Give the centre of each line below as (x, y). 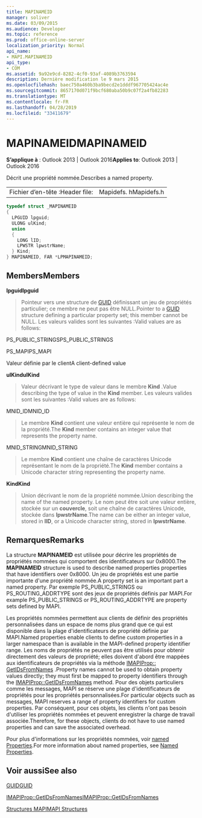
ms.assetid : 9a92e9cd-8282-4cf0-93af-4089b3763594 (71, 74)
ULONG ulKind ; (29, 223)
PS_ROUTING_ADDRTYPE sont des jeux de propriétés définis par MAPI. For (99, 593)
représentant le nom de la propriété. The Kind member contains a (102, 465)
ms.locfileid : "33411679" (39, 113)
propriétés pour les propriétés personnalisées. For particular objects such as (100, 695)
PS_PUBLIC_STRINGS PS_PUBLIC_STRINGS (60, 339)
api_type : (19, 62)
